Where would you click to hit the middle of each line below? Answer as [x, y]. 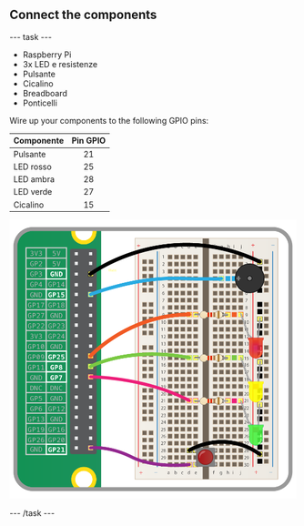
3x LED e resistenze [60, 64]
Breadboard [45, 93]
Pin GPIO [89, 141]
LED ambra [34, 179]
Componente [39, 141]
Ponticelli [40, 103]
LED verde [33, 192]
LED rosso [32, 167]
